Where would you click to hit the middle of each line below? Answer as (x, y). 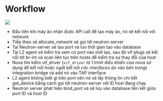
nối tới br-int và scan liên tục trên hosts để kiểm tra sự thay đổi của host (84, 57)
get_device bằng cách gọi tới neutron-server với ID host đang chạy (79, 83)
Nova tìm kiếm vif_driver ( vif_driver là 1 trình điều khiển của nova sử (82, 62)
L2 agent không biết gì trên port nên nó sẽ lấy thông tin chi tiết (75, 78)
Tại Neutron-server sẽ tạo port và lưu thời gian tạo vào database (76, 47)
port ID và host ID (30, 93)
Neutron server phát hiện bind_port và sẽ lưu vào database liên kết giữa (84, 88)
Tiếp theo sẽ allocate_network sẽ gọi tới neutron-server (68, 42)
